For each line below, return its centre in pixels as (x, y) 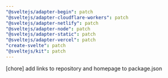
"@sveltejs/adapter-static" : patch (51, 34)
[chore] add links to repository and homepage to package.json (84, 68)
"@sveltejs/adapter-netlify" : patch (52, 23)
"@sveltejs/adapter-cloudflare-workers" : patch (67, 18)
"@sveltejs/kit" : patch (36, 51)
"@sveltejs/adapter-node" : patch (48, 29)
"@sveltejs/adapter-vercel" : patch (51, 40)
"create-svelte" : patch (36, 46)
